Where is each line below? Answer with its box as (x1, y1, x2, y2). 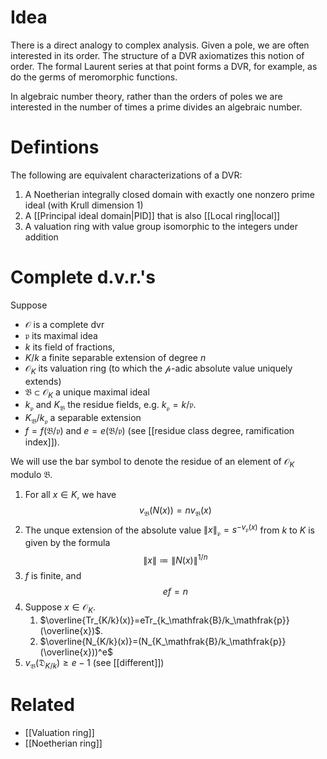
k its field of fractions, (24, 341, 116, 353)
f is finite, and (24, 569, 82, 581)
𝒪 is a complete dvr (24, 318, 105, 330)
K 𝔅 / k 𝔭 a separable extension (24, 412, 142, 426)
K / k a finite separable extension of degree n (24, 351, 207, 363)
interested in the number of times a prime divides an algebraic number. (10, 101, 303, 113)
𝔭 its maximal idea (24, 329, 98, 341)
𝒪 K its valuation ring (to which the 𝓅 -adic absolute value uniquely (24, 362, 293, 376)
